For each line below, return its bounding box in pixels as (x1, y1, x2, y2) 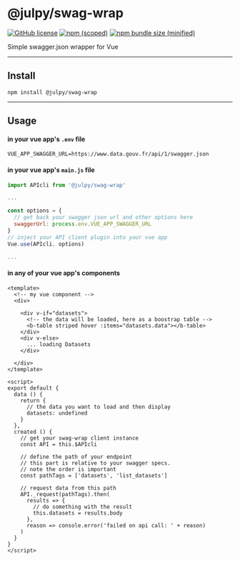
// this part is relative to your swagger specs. (20, 459, 171, 467)
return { (20, 397, 46, 404)
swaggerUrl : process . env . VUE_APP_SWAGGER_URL (14, 221, 152, 228)
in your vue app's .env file (7, 134, 86, 143)
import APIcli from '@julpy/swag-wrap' (7, 181, 126, 188)
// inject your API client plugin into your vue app (7, 233, 168, 241)
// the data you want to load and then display (26, 403, 171, 410)
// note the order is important (20, 465, 116, 472)
